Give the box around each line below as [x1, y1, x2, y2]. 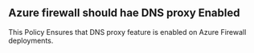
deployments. [8, 36, 54, 45]
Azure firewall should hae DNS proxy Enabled [8, 6, 240, 20]
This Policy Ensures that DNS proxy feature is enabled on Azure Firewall [8, 27, 247, 36]
